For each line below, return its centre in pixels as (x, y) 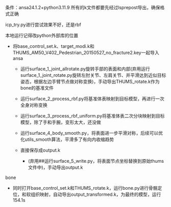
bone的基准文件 (37, 88)
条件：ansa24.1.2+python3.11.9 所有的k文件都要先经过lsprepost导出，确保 (83, 7)
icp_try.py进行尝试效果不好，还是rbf (43, 25)
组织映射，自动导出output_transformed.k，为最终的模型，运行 (96, 194)
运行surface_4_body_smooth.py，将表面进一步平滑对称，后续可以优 (92, 133)
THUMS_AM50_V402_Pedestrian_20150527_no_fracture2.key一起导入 (86, 53)
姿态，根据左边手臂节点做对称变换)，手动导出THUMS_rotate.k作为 (90, 81)
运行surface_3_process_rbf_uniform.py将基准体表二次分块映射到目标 (92, 116)
